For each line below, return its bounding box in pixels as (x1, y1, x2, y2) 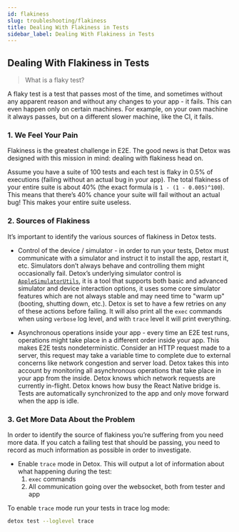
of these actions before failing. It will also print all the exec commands (17, 306, 223, 315)
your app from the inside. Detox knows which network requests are (17, 373, 216, 382)
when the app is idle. (17, 396, 80, 405)
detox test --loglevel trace (7, 517, 94, 525)
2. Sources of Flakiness (7, 216, 91, 226)
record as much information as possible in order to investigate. (7, 446, 191, 454)
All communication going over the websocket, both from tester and (28, 482, 225, 491)
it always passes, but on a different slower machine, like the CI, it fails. (7, 112, 214, 121)
